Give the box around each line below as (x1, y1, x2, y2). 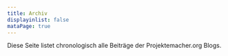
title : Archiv (7, 10, 48, 17)
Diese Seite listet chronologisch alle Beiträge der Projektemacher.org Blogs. (7, 42, 222, 50)
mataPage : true (7, 23, 51, 29)
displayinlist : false (7, 16, 70, 23)
